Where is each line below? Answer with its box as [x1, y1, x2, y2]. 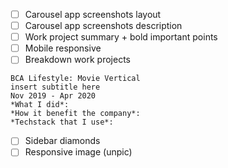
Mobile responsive [24, 42, 102, 54]
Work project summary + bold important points [24, 31, 218, 43]
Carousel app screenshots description [24, 20, 183, 32]
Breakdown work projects [24, 54, 131, 66]
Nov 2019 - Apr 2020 [10, 91, 97, 101]
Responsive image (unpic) [24, 146, 133, 158]
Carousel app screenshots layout [24, 9, 162, 20]
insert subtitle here [10, 82, 101, 93]
